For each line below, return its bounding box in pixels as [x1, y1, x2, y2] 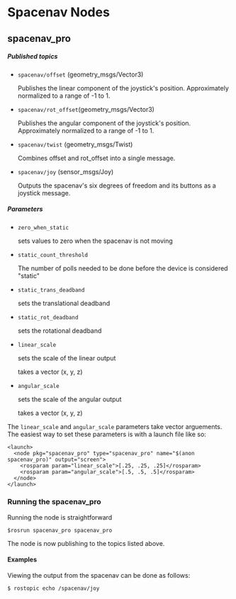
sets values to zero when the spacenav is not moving [17, 236, 174, 245]
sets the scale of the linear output [17, 353, 116, 362]
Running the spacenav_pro [7, 497, 101, 507]
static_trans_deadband [17, 286, 85, 294]
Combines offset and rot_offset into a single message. [17, 154, 176, 162]
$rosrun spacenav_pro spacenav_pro [7, 527, 113, 534]
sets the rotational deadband [17, 326, 102, 335]
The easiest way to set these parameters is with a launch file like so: [7, 430, 207, 438]
